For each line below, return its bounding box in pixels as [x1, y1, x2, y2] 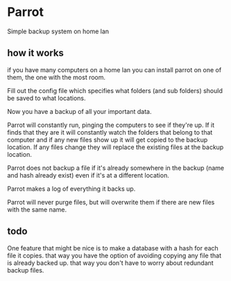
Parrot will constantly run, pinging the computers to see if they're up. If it [7, 121, 215, 129]
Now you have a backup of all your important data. [7, 107, 152, 115]
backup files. [7, 266, 44, 274]
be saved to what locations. [7, 94, 86, 102]
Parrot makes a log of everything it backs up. [7, 185, 136, 193]
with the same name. [7, 205, 67, 214]
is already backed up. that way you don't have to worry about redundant [7, 258, 214, 267]
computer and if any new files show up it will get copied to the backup [7, 135, 208, 144]
